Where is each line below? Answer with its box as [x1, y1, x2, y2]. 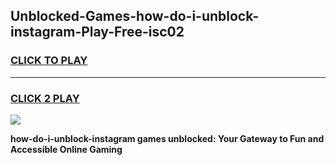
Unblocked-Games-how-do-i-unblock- [10, 8, 260, 25]
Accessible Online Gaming [10, 143, 123, 155]
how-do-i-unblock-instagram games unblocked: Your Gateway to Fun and [10, 132, 325, 144]
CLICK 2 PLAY [10, 91, 80, 105]
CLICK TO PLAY [10, 54, 88, 68]
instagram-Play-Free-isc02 [10, 24, 185, 41]
